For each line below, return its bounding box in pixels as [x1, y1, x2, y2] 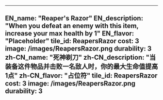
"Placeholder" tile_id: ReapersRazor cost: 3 [5, 37, 139, 45]
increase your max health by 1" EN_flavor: [5, 30, 134, 38]
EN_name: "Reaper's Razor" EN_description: [5, 14, 144, 22]
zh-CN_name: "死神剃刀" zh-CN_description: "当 [5, 53, 156, 62]
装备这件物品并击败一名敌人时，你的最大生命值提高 [5, 63, 158, 71]
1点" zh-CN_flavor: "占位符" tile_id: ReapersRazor [5, 71, 158, 80]
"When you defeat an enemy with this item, [5, 22, 139, 30]
